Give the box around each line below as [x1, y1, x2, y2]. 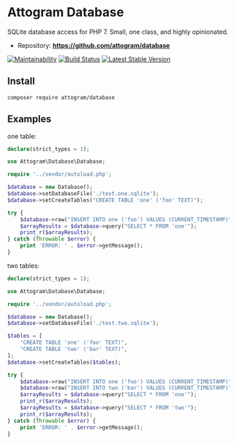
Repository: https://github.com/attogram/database [17, 41, 171, 49]
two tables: [7, 261, 40, 270]
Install [7, 75, 35, 87]
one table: [7, 132, 37, 140]
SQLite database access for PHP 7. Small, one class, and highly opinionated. [7, 27, 229, 36]
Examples [7, 113, 51, 125]
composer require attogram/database [7, 94, 115, 101]
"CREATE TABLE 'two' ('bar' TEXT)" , [20, 346, 128, 353]
